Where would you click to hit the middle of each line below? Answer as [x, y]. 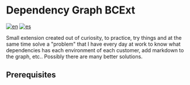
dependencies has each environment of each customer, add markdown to [95, 50]
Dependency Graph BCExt [71, 10]
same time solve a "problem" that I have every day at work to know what [94, 44]
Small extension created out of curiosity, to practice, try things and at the [94, 38]
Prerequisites [31, 75]
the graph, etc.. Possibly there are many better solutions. [75, 56]
